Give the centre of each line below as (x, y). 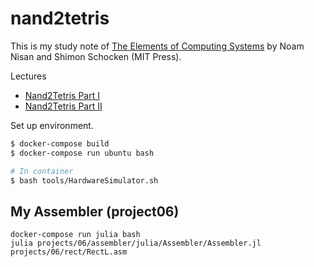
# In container (42, 171)
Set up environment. (52, 125)
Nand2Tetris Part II (63, 106)
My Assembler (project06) (95, 211)
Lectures (28, 76)
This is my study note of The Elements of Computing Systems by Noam (157, 46)
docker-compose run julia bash (75, 235)
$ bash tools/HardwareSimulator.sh (84, 180)
